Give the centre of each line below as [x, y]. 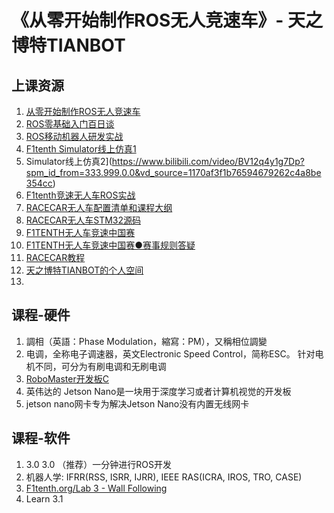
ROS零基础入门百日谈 [70, 124]
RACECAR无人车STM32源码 [83, 220]
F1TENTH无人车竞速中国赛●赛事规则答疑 [110, 245]
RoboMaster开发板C [67, 378]
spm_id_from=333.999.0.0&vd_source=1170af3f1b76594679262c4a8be [173, 172]
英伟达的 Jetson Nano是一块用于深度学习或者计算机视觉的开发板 [158, 391]
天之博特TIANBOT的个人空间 [84, 270]
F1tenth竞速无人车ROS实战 [80, 195]
